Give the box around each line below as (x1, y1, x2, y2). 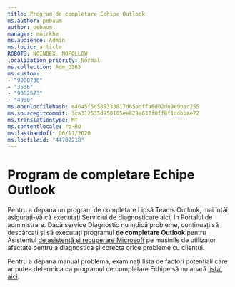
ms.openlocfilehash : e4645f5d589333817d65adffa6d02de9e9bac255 (7, 103, 200, 110)
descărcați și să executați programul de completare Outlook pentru (7, 229, 206, 237)
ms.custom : (7, 70, 40, 77)
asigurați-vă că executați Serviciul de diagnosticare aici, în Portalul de (7, 213, 213, 221)
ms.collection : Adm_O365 (7, 63, 81, 71)
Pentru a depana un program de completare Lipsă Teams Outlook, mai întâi (7, 206, 229, 214)
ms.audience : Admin (7, 37, 66, 44)
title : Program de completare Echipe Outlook (7, 10, 145, 18)
